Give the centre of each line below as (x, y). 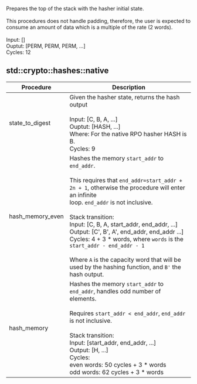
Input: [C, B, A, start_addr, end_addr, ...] (123, 224)
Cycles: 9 (82, 148)
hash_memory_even (36, 216)
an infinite (83, 195)
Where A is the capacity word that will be (125, 259)
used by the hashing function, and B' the (125, 267)
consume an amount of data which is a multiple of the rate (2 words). (89, 27)
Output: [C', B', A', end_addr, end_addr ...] (127, 232)
